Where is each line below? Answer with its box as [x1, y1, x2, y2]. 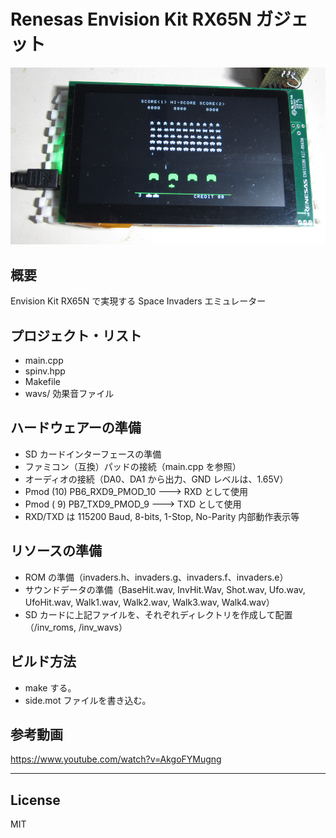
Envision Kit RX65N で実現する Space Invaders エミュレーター [10, 295, 267, 307]
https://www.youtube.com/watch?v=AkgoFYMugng [10, 753, 222, 765]
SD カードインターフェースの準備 [24, 448, 162, 460]
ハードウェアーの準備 [10, 420, 142, 437]
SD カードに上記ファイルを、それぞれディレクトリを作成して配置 [24, 608, 293, 620]
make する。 [24, 681, 77, 694]
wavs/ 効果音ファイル [24, 388, 115, 400]
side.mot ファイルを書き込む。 [24, 694, 152, 706]
